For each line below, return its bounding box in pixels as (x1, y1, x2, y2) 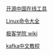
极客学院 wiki (6, 30, 38, 37)
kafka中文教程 (6, 43, 40, 49)
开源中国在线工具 (6, 5, 47, 12)
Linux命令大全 (6, 18, 40, 25)
